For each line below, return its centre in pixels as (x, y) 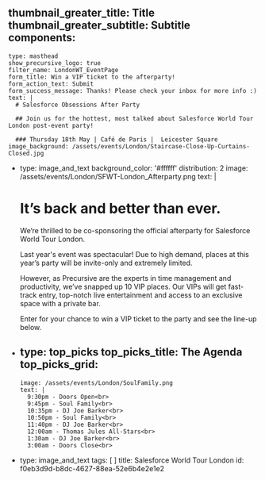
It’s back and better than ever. (120, 209)
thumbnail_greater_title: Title (82, 13)
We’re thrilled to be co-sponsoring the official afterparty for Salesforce (135, 230)
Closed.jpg (26, 153)
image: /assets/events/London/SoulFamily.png (96, 383)
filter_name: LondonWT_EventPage (63, 70)
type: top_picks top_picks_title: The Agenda (131, 352)
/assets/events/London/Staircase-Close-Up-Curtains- (161, 146)
